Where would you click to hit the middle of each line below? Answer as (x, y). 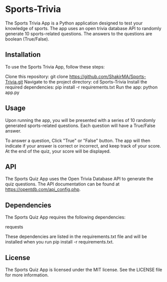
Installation (23, 55)
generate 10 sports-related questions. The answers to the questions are (79, 33)
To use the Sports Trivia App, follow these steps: (55, 66)
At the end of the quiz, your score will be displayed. (58, 151)
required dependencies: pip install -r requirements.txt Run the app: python (82, 87)
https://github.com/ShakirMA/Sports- (107, 76)
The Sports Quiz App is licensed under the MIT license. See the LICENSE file (84, 269)
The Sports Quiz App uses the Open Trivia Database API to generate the (79, 179)
